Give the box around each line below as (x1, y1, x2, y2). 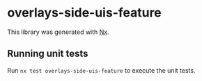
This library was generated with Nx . (7, 28, 109, 36)
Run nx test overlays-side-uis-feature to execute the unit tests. (7, 66, 196, 74)
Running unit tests (7, 48, 88, 60)
